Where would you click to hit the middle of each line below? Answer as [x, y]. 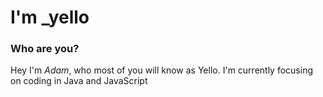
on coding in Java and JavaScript [79, 81]
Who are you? [45, 49]
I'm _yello [50, 17]
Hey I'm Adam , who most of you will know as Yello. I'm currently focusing [162, 70]
